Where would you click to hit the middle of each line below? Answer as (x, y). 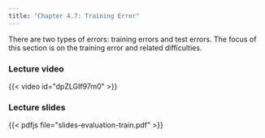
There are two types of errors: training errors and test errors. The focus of (132, 39)
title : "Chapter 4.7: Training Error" (74, 16)
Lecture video (37, 68)
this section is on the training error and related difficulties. (105, 47)
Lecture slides (37, 107)
